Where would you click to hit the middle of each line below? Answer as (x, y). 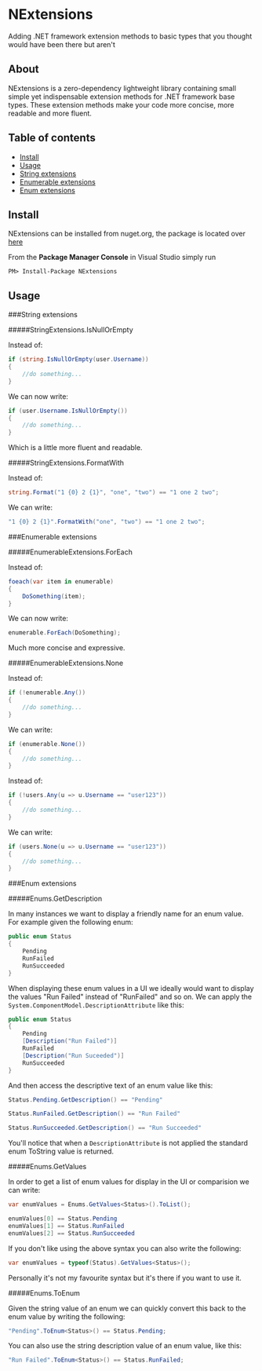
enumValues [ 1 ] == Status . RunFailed (66, 1226)
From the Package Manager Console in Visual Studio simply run (112, 258)
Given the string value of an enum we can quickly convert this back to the (127, 1308)
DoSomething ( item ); (54, 596)
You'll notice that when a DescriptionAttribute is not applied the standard (128, 1143)
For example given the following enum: (71, 922)
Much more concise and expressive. (67, 648)
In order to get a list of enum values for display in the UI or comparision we (129, 1182)
